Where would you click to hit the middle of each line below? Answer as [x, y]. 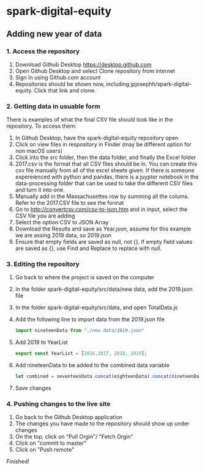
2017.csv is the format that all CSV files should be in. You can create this [106, 164]
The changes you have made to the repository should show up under [102, 424]
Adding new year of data [54, 34]
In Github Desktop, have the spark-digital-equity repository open [97, 138]
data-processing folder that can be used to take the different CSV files [104, 183]
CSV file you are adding [45, 216]
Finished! [18, 461]
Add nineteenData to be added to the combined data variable [92, 365]
